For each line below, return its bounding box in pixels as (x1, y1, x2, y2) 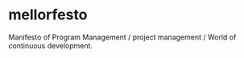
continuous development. (8, 40, 93, 50)
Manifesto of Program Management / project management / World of (8, 32, 237, 42)
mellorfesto (8, 6, 88, 24)
